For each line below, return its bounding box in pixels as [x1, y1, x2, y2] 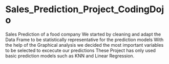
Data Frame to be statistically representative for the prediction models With [5, 37, 164, 43]
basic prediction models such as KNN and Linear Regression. [5, 52, 135, 59]
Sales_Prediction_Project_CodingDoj [5, 4, 164, 15]
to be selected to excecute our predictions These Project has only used [5, 47, 156, 53]
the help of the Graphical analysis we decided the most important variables [5, 42, 164, 48]
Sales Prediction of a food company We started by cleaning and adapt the [5, 31, 161, 37]
